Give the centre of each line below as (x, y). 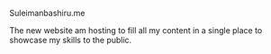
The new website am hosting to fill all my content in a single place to (136, 30)
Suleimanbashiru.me (47, 13)
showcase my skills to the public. (71, 40)
